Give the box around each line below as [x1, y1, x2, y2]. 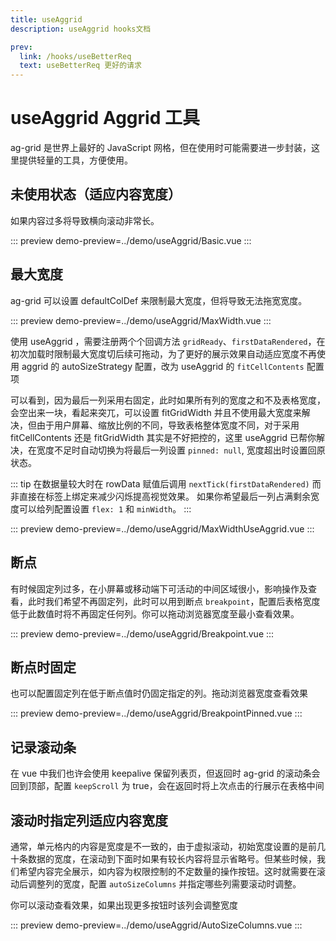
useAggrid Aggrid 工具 [10, 107, 200, 130]
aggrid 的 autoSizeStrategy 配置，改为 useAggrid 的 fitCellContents [21, 360, 305, 372]
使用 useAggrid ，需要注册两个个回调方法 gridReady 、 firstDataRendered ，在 [10, 335, 326, 347]
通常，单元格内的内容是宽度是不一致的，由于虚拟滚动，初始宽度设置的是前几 [10, 840, 326, 852]
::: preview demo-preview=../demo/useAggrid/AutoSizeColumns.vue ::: [10, 919, 303, 931]
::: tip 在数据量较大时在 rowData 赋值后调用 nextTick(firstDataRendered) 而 [10, 477, 322, 490]
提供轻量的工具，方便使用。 [18, 154, 133, 166]
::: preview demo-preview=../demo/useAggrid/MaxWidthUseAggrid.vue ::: [10, 522, 315, 535]
